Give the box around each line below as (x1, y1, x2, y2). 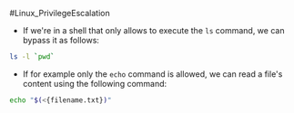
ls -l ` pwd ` (9, 52, 55, 61)
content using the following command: (22, 78, 167, 89)
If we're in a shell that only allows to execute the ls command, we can (22, 25, 285, 35)
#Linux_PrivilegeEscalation (9, 8, 111, 18)
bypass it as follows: (22, 35, 100, 45)
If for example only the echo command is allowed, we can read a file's (22, 68, 283, 80)
